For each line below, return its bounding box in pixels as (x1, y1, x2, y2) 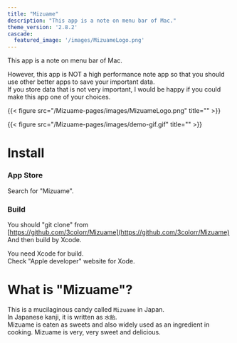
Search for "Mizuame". (7, 186, 74, 195)
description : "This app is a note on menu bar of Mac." (7, 17, 177, 24)
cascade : (7, 30, 33, 38)
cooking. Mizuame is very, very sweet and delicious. (7, 327, 162, 336)
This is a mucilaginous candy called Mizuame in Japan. (7, 305, 165, 313)
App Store (7, 170, 43, 180)
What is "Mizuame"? (7, 282, 133, 298)
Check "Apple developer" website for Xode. (7, 256, 135, 265)
